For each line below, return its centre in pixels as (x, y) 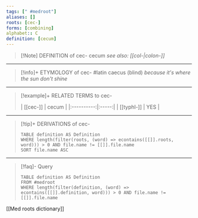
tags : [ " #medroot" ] (32, 11)
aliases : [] (21, 17)
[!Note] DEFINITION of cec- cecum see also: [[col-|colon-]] (93, 56)
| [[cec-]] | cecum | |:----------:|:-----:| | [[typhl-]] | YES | (90, 107)
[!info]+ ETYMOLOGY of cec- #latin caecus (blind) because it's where (105, 72)
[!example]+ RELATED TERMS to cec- (66, 95)
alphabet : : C (22, 33)
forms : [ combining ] (30, 28)
